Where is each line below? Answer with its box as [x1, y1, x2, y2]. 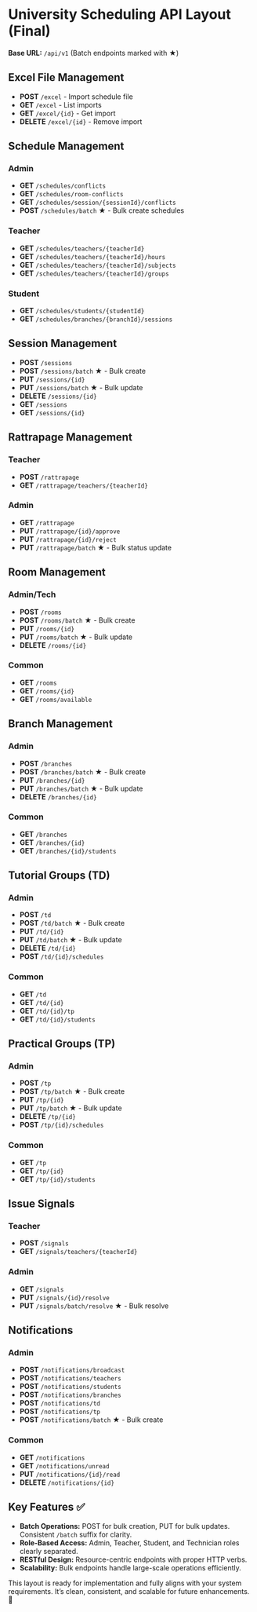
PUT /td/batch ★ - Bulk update [19, 935, 123, 945]
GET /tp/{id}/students [19, 1174, 96, 1183]
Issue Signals [8, 1197, 75, 1211]
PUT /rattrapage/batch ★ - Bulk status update [19, 543, 172, 552]
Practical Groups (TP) [8, 1037, 116, 1051]
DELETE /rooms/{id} [19, 640, 87, 649]
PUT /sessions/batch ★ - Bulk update [19, 382, 143, 392]
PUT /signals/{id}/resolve [19, 1292, 110, 1302]
